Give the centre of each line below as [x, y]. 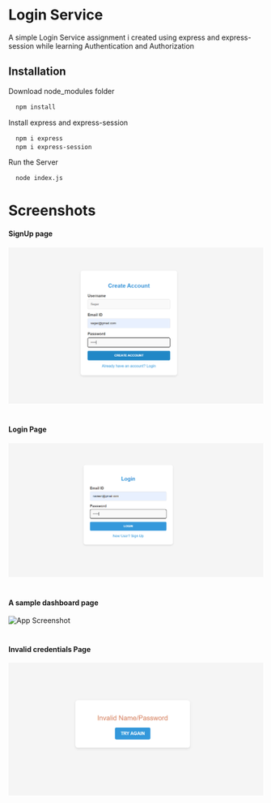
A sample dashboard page [53, 603]
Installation [37, 72]
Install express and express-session [68, 122]
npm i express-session [54, 147]
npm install [36, 107]
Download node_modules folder [61, 91]
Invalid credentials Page [50, 649]
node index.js [39, 178]
